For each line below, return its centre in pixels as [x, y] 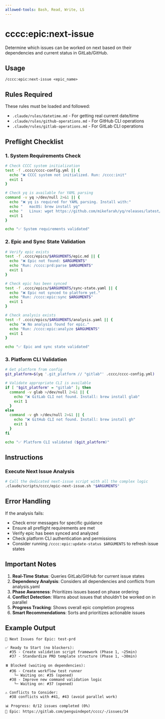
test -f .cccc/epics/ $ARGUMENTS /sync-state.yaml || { [61, 288]
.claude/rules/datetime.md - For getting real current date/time [75, 116]
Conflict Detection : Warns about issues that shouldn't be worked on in [84, 597]
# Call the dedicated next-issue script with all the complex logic [77, 481]
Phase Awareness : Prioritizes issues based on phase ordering [75, 591]
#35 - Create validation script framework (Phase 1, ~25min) [73, 652]
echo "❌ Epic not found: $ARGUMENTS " [48, 261]
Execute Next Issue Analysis [40, 471]
